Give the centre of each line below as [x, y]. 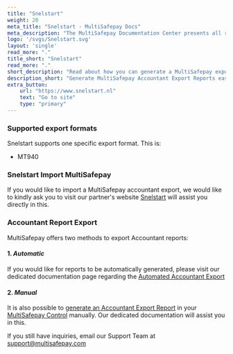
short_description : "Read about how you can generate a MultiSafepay [110, 71]
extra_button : [28, 85]
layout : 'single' [32, 46]
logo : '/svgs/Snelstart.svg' [49, 40]
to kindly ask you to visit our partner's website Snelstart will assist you [107, 197]
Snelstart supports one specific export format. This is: [84, 144]
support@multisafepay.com [47, 344]
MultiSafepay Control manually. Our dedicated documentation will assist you [116, 315]
